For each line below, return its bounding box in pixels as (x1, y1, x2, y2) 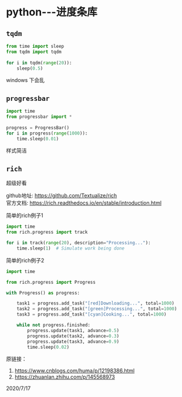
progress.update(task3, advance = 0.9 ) (27, 339, 119, 344)
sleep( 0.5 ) (16, 65, 43, 71)
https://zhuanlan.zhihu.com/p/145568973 (14, 373, 116, 380)
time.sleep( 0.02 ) (27, 344, 69, 350)
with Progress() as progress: (6, 290, 80, 296)
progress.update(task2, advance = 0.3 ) (27, 333, 119, 339)
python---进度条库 (6, 5, 98, 19)
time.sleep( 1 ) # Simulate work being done (16, 245, 125, 251)
